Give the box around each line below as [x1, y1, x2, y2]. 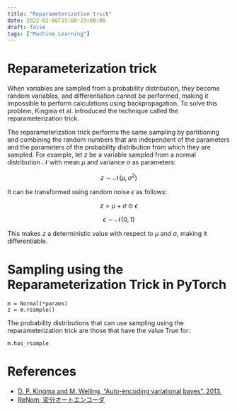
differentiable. [7, 237, 48, 245]
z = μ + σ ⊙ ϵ [100, 201, 138, 210]
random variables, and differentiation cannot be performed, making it [7, 91, 209, 100]
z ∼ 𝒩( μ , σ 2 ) [100, 172, 138, 181]
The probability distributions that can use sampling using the [7, 318, 184, 327]
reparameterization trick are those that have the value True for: [7, 326, 191, 334]
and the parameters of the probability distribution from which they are [7, 143, 211, 152]
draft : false [7, 23, 46, 30]
